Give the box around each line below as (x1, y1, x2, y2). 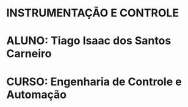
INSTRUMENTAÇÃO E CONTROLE (6, 6, 179, 20)
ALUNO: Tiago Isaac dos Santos (6, 34, 172, 48)
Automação (6, 88, 67, 102)
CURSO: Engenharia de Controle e (6, 75, 182, 88)
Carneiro (6, 47, 52, 61)
